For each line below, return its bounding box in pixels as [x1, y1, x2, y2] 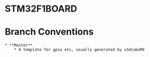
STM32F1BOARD [5, 3, 77, 15]
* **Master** [5, 43, 33, 48]
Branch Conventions [5, 26, 94, 38]
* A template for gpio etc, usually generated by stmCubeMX [14, 47, 145, 52]
